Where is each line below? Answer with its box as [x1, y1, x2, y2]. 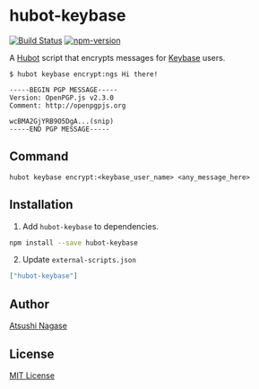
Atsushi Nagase [9, 320, 67, 332]
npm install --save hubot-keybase [9, 238, 139, 247]
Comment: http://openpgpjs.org [9, 100, 126, 110]
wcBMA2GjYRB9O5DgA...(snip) [9, 117, 115, 125]
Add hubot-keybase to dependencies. [22, 220, 160, 231]
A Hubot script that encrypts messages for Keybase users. [9, 52, 226, 63]
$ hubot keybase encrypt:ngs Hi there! [9, 69, 159, 79]
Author [9, 297, 49, 312]
